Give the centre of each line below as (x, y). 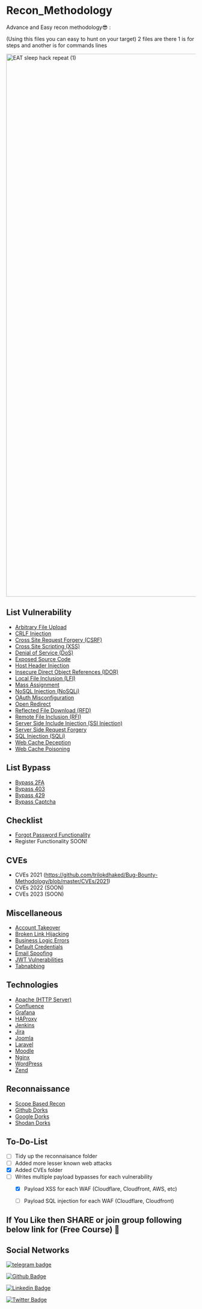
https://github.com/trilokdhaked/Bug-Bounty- (102, 875)
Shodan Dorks (33, 1123)
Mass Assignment (37, 685)
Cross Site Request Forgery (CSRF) (58, 639)
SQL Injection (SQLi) (40, 736)
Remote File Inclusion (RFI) (48, 717)
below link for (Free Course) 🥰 (63, 1230)
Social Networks (38, 1250)
